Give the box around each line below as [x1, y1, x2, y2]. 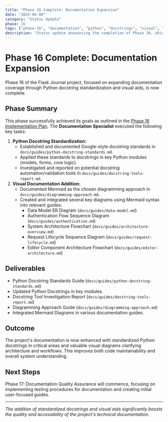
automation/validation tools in [19, 170, 81, 176]
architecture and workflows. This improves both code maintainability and [5, 348, 155, 354]
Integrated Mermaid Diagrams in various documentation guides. [12, 309, 144, 315]
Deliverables [5, 264, 45, 273]
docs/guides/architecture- [93, 224, 150, 229]
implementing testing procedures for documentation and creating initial [5, 386, 151, 392]
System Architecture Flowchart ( [27, 223, 94, 229]
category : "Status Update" [5, 17, 61, 22]
